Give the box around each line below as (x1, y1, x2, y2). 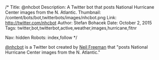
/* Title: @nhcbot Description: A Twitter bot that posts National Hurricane (5, 4, 155, 10)
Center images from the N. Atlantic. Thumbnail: (5, 9, 102, 15)
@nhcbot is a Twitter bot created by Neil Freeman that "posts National (5, 44, 148, 50)
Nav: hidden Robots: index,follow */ (5, 34, 78, 40)
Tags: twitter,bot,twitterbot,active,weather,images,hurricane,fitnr (5, 25, 137, 31)
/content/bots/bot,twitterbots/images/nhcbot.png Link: (5, 15, 117, 20)
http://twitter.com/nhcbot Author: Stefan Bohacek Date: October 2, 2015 (5, 20, 152, 26)
